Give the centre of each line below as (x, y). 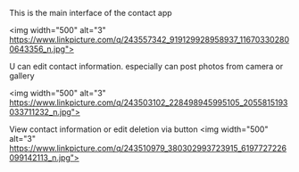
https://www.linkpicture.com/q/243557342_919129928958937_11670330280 (149, 40)
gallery (22, 76)
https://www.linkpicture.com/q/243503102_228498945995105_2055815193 (149, 102)
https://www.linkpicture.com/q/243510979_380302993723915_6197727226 (148, 148)
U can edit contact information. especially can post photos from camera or (146, 66)
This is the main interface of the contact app (91, 13)
